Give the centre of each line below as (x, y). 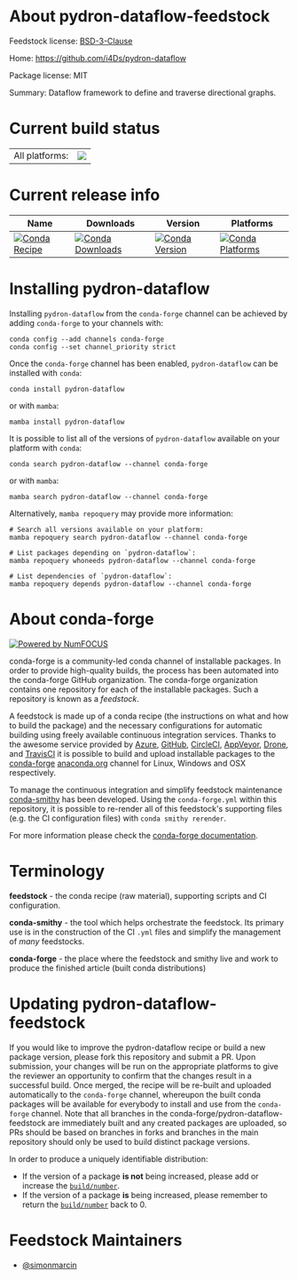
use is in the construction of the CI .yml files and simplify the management (145, 932)
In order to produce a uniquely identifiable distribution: (109, 1159)
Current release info (85, 195)
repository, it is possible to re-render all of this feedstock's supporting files (145, 808)
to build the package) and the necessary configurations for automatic (136, 725)
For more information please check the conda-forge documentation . (134, 835)
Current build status (85, 128)
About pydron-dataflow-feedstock (140, 16)
